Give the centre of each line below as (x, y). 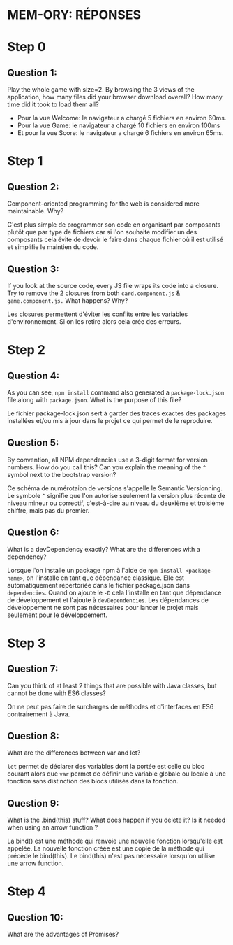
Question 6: (33, 533)
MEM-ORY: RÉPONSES (74, 15)
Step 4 (27, 891)
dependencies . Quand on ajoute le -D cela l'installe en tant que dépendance (114, 592)
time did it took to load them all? (53, 104)
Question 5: (33, 443)
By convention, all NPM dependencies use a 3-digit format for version (107, 460)
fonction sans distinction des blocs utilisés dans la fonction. (93, 781)
